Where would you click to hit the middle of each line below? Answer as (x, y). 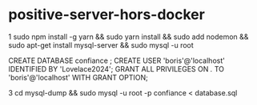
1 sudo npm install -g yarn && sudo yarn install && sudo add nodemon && (128, 37)
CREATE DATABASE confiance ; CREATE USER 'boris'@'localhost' (117, 60)
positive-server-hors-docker (107, 15)
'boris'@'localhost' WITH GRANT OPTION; (78, 77)
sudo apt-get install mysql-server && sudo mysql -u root (101, 45)
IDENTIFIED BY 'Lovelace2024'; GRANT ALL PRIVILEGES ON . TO (116, 68)
